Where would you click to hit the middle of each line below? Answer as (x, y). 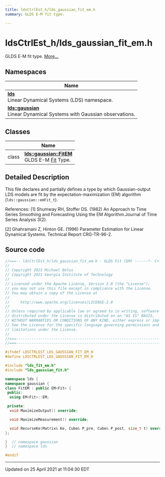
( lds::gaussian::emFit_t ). (31, 199)
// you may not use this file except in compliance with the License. (79, 288)
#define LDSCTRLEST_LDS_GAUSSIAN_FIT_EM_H (49, 357)
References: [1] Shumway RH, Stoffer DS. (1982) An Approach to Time (76, 209)
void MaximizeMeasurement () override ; (49, 420)
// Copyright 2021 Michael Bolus (39, 270)
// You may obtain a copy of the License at (51, 293)
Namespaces (26, 72)
